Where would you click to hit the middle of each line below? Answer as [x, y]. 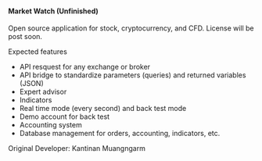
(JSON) [32, 84]
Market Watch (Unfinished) [54, 11]
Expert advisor [43, 92]
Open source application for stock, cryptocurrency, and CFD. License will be [131, 28]
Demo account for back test [65, 116]
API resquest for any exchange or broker [85, 67]
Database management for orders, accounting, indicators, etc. [120, 134]
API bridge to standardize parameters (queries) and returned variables [133, 75]
